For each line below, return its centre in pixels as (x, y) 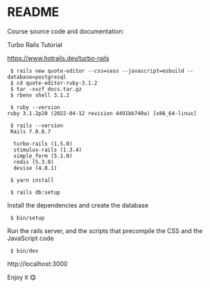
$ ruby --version (35, 107)
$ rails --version (37, 126)
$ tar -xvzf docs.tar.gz (46, 89)
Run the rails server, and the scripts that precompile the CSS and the (105, 230)
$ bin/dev (24, 251)
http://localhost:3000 (37, 264)
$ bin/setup (27, 218)
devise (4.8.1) (35, 168)
